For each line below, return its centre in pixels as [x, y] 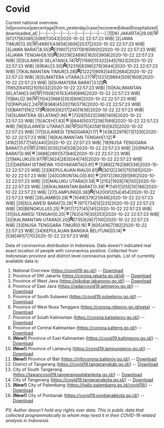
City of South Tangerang [37, 369]
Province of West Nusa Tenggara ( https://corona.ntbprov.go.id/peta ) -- [84, 307]
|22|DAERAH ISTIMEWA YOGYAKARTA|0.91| [50, 165]
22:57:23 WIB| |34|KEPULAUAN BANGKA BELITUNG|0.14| [64, 231]
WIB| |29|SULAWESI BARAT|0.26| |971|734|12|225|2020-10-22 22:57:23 [80, 203]
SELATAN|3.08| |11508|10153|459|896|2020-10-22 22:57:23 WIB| [73, 93]
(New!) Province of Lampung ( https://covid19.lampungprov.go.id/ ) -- [82, 348]
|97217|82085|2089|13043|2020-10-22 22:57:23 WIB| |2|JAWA [69, 38]
